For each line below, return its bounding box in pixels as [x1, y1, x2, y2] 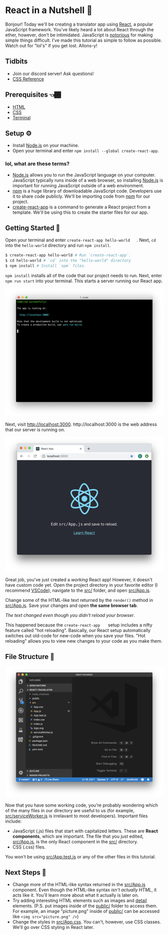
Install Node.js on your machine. [12, 142, 79, 148]
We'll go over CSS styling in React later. [12, 924, 94, 930]
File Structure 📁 [5, 653, 55, 661]
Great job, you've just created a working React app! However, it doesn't [5, 576, 153, 583]
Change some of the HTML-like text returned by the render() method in [5, 597, 153, 603]
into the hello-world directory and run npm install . [5, 243, 111, 249]
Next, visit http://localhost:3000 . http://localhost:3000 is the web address [5, 421, 157, 427]
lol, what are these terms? [5, 161, 70, 168]
